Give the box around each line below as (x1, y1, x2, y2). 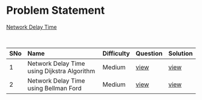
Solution (168, 49, 193, 57)
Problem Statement (6, 4, 105, 17)
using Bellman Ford (27, 84, 82, 92)
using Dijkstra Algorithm (27, 66, 95, 75)
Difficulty (102, 49, 130, 57)
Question (135, 49, 163, 57)
